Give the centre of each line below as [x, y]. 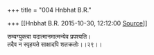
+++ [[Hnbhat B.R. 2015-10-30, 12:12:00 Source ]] [77, 23]
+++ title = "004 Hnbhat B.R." [49, 10]
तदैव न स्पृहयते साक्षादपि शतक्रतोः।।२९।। [55, 44]
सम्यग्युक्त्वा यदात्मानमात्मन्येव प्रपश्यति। [49, 36]
